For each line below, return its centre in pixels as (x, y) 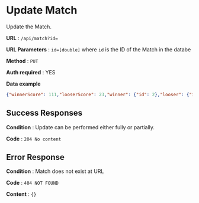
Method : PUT (22, 61)
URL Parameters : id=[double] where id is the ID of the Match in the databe (99, 49)
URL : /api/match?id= (32, 38)
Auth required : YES (31, 72)
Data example (23, 84)
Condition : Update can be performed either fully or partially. (81, 127)
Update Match (42, 10)
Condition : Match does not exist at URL (55, 171)
